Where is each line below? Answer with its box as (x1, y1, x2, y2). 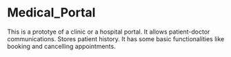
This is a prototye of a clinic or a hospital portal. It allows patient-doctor (7, 27, 210, 36)
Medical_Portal (7, 5, 96, 21)
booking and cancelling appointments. (7, 42, 116, 50)
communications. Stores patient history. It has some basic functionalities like (7, 34, 225, 43)
